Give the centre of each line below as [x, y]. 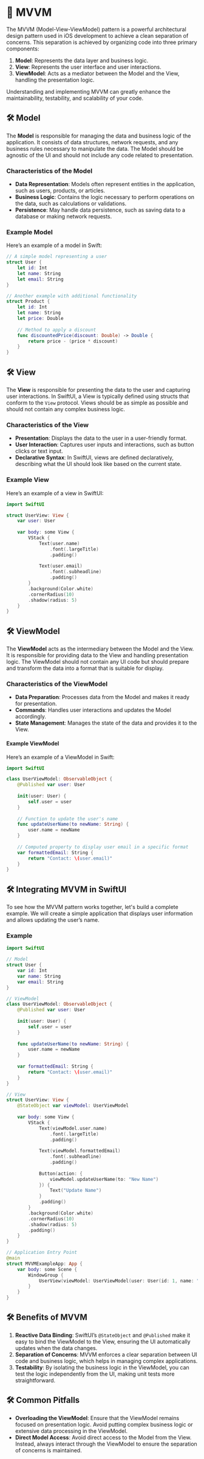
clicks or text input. [39, 451]
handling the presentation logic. [55, 80]
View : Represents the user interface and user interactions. [88, 67]
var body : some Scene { [47, 1269]
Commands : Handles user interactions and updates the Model [93, 710]
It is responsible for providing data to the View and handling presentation [97, 655]
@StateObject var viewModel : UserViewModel [73, 1106]
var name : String [39, 976]
